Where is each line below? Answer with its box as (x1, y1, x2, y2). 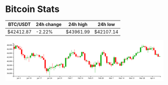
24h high (68, 21, 88, 27)
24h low (97, 21, 115, 27)
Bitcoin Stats (5, 3, 60, 15)
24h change (36, 21, 62, 27)
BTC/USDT (8, 21, 31, 27)
